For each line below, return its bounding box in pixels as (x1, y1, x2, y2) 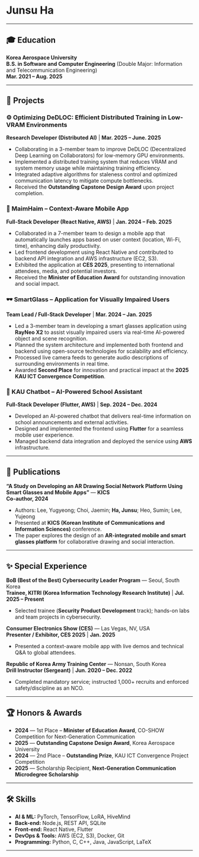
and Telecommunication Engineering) (6, 66, 98, 74)
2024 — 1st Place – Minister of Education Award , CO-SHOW (14, 727, 165, 734)
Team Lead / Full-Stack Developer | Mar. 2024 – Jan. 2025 (6, 311, 152, 318)
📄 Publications (6, 467, 60, 477)
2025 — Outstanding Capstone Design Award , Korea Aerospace (14, 739, 175, 746)
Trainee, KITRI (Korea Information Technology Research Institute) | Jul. (6, 589, 185, 596)
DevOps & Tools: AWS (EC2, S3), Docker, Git (14, 831, 124, 839)
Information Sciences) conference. (14, 525, 102, 533)
